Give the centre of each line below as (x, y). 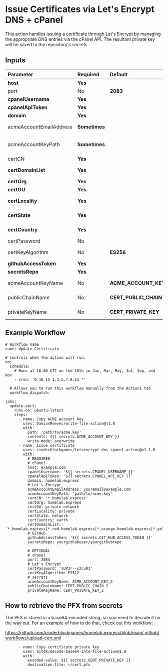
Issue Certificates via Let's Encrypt (80, 9)
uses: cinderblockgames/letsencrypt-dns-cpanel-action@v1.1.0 (89, 450)
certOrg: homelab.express (54, 502)
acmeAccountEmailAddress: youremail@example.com (79, 489)
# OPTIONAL (39, 551)
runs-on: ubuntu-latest (39, 410)
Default (119, 74)
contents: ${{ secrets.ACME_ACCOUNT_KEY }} (73, 437)
